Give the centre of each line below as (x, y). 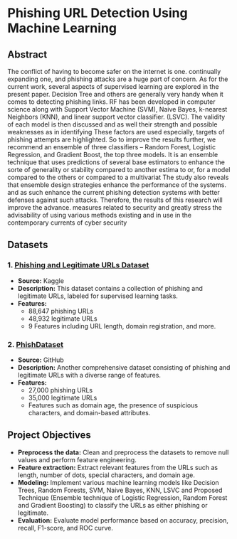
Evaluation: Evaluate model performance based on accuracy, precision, (123, 520)
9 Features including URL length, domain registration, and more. (122, 326)
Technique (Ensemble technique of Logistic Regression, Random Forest (122, 497)
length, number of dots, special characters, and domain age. (106, 475)
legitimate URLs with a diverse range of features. (89, 375)
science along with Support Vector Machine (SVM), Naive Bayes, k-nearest (117, 109)
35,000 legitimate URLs (63, 397)
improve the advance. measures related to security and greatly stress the (115, 207)
